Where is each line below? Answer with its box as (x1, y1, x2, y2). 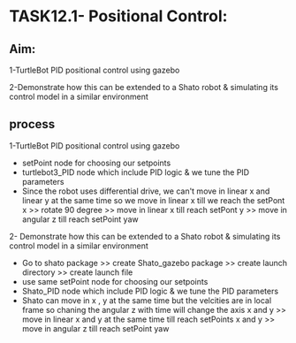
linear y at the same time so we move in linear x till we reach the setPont (21, 194, 285, 205)
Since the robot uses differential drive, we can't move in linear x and (21, 186, 270, 196)
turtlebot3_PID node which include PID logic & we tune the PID (21, 166, 250, 178)
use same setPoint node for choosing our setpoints (21, 276, 209, 286)
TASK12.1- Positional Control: (9, 6, 228, 27)
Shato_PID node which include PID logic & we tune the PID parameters (21, 286, 279, 296)
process (9, 117, 56, 132)
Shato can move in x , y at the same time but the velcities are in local (21, 294, 272, 306)
